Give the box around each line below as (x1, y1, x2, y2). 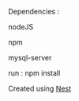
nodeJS (8, 22, 34, 31)
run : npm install (8, 68, 61, 78)
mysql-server (8, 53, 52, 62)
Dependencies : (8, 7, 60, 16)
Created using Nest (8, 84, 72, 93)
